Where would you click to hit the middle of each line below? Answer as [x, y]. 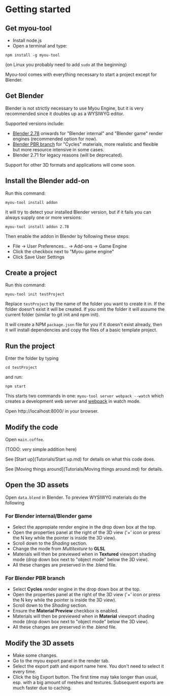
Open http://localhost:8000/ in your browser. [52, 411]
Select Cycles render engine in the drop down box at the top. [77, 589]
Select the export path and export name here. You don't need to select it [88, 666]
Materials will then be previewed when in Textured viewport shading [84, 554]
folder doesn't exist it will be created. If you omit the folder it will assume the [85, 309]
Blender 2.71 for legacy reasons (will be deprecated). [68, 155]
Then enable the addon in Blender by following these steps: [67, 236]
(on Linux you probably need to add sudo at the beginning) [66, 64]
